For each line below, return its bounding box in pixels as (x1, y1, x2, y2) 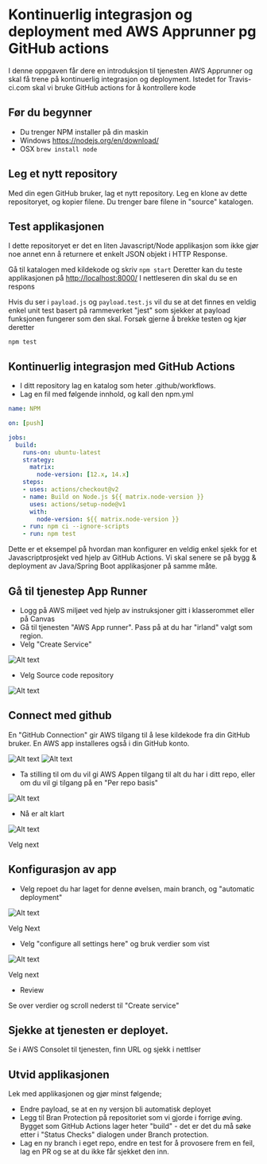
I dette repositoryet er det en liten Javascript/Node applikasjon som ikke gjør (8, 241, 259, 250)
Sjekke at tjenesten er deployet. (8, 1024, 169, 1037)
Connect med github (8, 709, 113, 722)
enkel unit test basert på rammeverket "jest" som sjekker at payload (8, 305, 230, 316)
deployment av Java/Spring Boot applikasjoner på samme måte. (8, 561, 218, 571)
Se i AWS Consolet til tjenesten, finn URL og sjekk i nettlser (8, 1044, 201, 1054)
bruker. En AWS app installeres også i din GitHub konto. (8, 738, 190, 748)
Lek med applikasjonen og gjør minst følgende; (8, 1089, 162, 1099)
